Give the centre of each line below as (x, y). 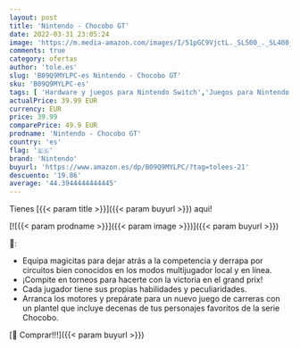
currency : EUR (36, 109)
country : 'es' (36, 142)
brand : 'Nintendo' (43, 158)
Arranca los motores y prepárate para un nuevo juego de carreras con (151, 299)
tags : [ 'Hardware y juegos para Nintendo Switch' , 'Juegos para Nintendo (150, 92)
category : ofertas (43, 59)
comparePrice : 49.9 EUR (54, 126)
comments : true (37, 51)
